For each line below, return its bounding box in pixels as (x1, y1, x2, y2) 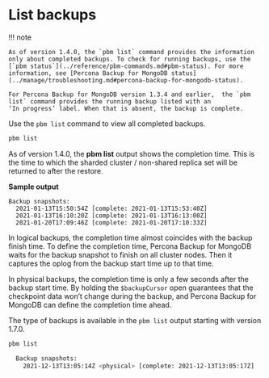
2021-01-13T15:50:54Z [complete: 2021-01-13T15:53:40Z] (15, 204, 208, 212)
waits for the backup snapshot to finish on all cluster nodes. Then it (8, 250, 233, 259)
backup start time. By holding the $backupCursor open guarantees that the (8, 283, 254, 292)
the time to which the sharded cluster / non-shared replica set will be (8, 157, 238, 167)
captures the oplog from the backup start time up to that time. (8, 258, 214, 268)
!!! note (8, 32, 32, 42)
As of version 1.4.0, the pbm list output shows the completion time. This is (8, 149, 255, 158)
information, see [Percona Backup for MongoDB (8, 69, 168, 78)
